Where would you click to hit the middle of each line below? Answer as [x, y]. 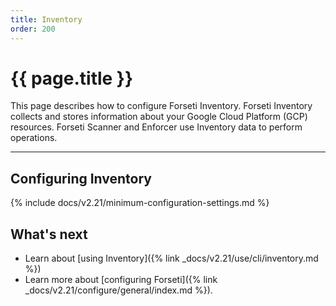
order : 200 [33, 29]
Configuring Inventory [81, 178]
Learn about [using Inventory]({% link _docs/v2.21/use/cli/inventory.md [171, 258]
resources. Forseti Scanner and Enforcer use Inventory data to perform [156, 127]
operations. [34, 138]
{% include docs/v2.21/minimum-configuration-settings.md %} [140, 203]
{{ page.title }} [72, 78]
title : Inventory [46, 19]
